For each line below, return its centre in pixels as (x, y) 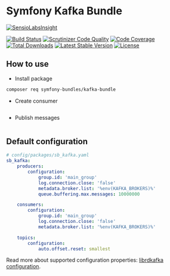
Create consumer (36, 101)
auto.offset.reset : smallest (74, 249)
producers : (30, 166)
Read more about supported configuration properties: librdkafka (85, 260)
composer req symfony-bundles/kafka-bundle (61, 89)
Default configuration (47, 142)
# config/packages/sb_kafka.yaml (48, 155)
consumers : (30, 205)
